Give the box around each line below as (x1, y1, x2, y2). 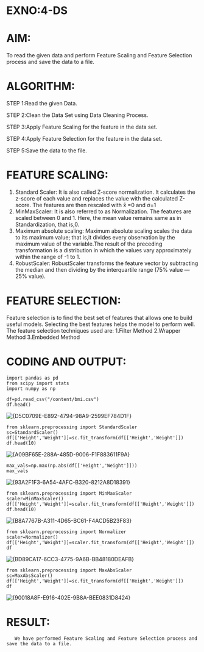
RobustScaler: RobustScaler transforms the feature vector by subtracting (15, 260, 199, 267)
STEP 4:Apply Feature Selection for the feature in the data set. (6, 135, 163, 143)
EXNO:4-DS (6, 4, 68, 18)
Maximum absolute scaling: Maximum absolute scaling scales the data (15, 227, 192, 235)
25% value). (15, 272, 46, 280)
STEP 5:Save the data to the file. (6, 147, 87, 154)
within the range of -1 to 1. (15, 253, 81, 260)
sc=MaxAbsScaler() (6, 572, 53, 579)
